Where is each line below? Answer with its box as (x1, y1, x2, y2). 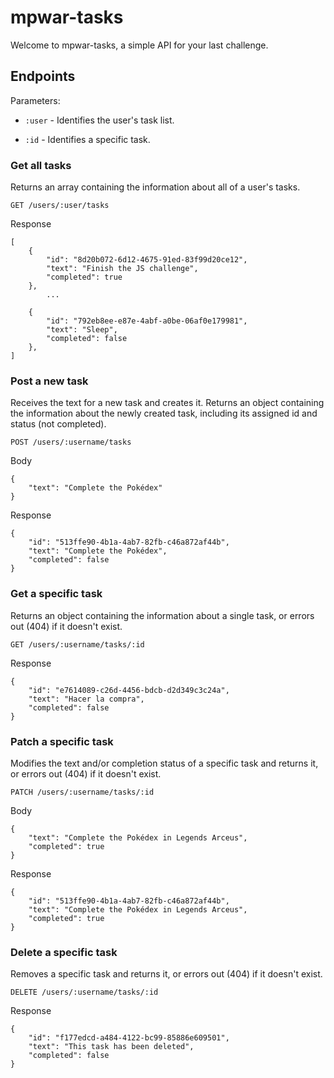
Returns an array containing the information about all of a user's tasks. (10, 181, 301, 193)
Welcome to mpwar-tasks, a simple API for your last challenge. (10, 39, 269, 51)
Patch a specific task (10, 734, 114, 748)
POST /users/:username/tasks (10, 437, 132, 448)
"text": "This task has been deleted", (28, 1042, 195, 1052)
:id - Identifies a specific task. (24, 133, 151, 145)
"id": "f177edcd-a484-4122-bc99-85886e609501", (28, 1033, 230, 1043)
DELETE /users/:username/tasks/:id (10, 987, 159, 998)
